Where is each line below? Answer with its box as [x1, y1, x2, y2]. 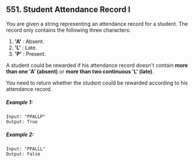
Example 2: [6, 131, 34, 138]
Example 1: [6, 99, 33, 106]
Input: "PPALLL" [6, 146, 46, 152]
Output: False [6, 151, 41, 157]
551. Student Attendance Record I [6, 5, 130, 15]
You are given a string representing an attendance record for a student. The [6, 20, 188, 27]
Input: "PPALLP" [6, 114, 46, 120]
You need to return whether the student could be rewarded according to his [6, 79, 188, 86]
